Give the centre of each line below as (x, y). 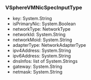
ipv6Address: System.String (42, 56)
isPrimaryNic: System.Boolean (44, 24)
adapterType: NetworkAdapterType (49, 45)
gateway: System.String (37, 66)
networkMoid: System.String (42, 40)
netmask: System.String (37, 72)
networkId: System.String (39, 35)
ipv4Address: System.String (42, 51)
